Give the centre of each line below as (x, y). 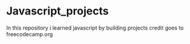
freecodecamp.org (30, 34)
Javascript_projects (57, 11)
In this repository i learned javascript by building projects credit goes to (95, 28)
